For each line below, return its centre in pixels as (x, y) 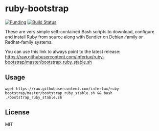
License (17, 113)
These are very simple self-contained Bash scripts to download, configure (80, 31)
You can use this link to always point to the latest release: (63, 52)
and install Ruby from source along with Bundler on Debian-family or (74, 37)
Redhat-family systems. (29, 42)
